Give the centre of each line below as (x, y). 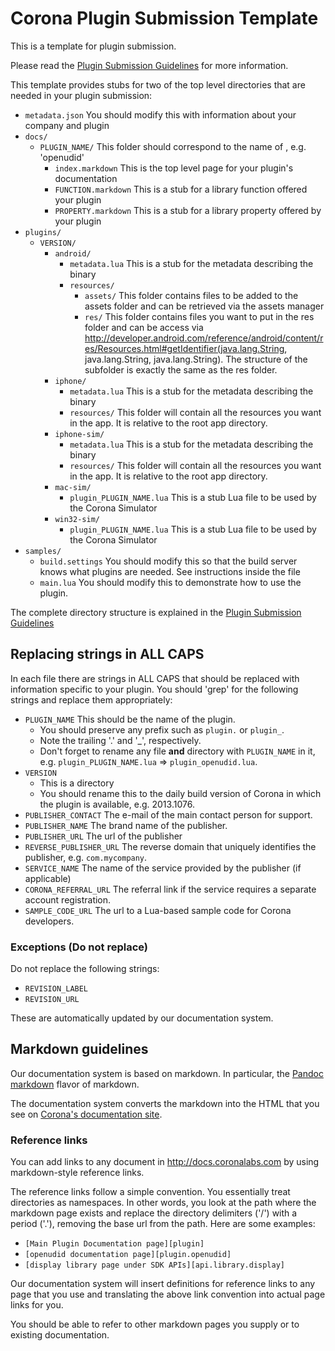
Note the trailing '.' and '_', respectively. (120, 740)
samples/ (43, 551)
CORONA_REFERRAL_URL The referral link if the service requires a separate (170, 889)
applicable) (48, 878)
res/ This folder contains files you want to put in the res (199, 316)
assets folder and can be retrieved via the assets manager (204, 306)
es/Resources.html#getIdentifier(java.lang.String (184, 348)
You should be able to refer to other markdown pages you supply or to (155, 1324)
